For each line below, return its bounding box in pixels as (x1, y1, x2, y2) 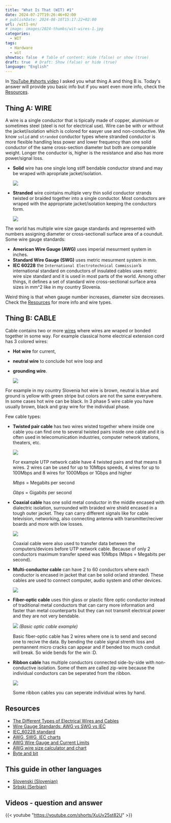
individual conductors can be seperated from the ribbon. (12, 670, 131, 676)
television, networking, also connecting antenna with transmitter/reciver (12, 515, 163, 522)
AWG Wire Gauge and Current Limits (12, 739, 90, 746)
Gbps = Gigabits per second (12, 489, 72, 495)
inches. (12, 251, 28, 258)
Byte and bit (12, 750, 38, 756)
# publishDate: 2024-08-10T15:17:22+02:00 (5, 17, 97, 22)
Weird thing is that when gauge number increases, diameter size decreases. (5, 294, 165, 300)
